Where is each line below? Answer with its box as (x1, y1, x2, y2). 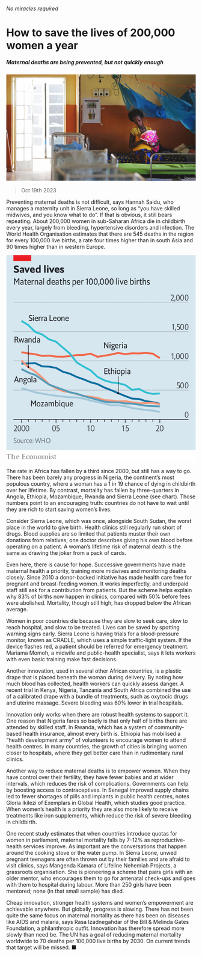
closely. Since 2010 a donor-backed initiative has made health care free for (6, 574, 192, 581)
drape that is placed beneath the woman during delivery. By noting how (6, 674, 183, 680)
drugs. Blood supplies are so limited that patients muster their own (6, 530, 171, 537)
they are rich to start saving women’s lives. (6, 506, 112, 513)
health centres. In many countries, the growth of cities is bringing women (6, 743, 188, 750)
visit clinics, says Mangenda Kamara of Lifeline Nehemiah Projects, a (6, 862, 177, 869)
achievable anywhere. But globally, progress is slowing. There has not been (6, 905, 194, 913)
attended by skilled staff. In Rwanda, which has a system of (6, 724, 153, 730)
